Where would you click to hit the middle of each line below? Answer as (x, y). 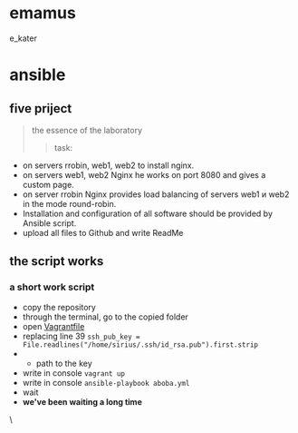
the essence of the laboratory (87, 130)
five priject (41, 108)
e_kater (24, 38)
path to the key (64, 363)
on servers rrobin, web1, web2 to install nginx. (108, 165)
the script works (57, 261)
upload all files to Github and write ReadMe (103, 232)
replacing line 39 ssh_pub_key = (81, 336)
